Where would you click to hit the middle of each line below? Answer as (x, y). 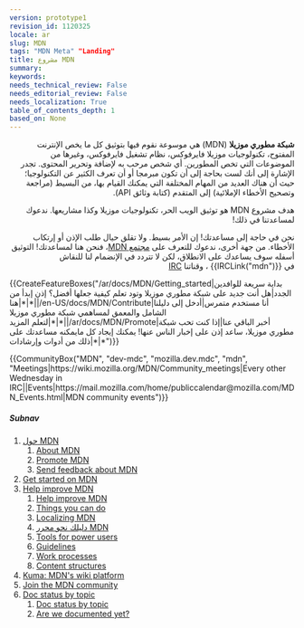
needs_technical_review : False (68, 85)
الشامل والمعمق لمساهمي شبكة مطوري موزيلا (88, 312)
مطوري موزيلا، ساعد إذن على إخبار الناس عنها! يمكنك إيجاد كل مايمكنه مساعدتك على (152, 332)
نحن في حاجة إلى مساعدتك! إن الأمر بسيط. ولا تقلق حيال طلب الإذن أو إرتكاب (164, 237)
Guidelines (56, 547)
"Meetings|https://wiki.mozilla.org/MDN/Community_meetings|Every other (148, 368)
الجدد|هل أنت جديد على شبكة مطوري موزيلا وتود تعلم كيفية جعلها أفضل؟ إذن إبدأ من (151, 293)
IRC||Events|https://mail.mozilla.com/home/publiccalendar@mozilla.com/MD (152, 388)
